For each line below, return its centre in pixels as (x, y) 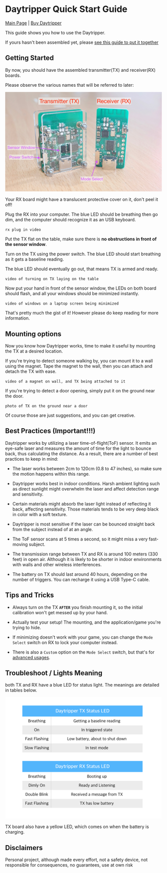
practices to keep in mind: (32, 459)
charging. (15, 832)
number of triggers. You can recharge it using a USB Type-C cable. (81, 579)
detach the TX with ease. (31, 371)
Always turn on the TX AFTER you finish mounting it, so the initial (78, 607)
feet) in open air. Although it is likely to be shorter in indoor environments (87, 559)
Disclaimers (24, 848)
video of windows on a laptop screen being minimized (62, 304)
